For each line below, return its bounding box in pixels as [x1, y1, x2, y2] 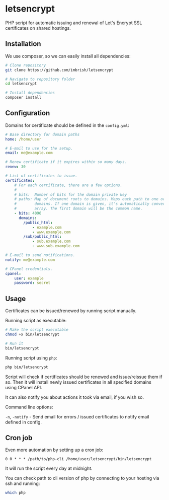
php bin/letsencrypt [5, 365, 49, 370]
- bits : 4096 [14, 211, 42, 216]
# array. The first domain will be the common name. [14, 206, 143, 211]
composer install [5, 95, 42, 100]
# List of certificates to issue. [5, 173, 78, 179]
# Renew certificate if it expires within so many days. [5, 160, 127, 165]
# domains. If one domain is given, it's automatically [14, 201, 150, 206]
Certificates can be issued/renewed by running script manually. [5, 308, 137, 314]
